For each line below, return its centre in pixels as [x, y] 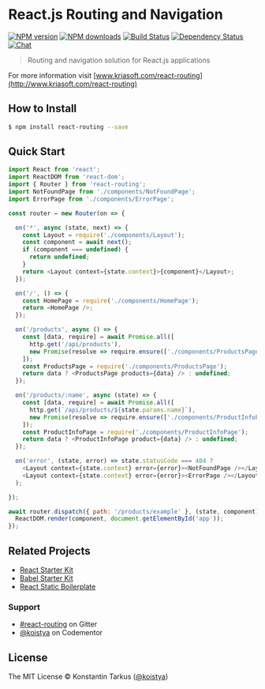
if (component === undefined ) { [75, 250]
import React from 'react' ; [54, 170]
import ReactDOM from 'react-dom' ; [67, 177]
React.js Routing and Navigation [116, 15]
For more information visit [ [52, 75]
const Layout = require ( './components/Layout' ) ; [104, 235]
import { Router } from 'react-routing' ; [77, 184]
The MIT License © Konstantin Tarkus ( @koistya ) [88, 676]
